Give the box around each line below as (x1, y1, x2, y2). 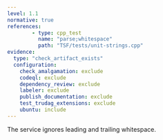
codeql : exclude (19, 74, 67, 81)
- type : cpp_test (32, 29, 81, 37)
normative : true (7, 17, 54, 23)
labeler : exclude (19, 87, 70, 94)
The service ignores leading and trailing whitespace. (7, 125, 157, 133)
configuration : (13, 61, 57, 68)
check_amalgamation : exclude (19, 68, 104, 74)
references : (7, 23, 41, 30)
